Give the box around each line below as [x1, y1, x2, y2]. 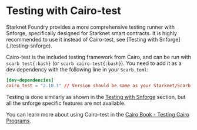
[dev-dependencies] [6, 77, 54, 83]
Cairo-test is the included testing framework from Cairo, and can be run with [6, 53, 191, 60]
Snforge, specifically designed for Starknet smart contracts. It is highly [6, 29, 178, 36]
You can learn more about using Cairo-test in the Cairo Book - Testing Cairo [6, 111, 190, 118]
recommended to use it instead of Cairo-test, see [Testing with [6, 36, 158, 43]
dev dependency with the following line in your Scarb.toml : [6, 66, 149, 73]
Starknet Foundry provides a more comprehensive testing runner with [6, 23, 175, 30]
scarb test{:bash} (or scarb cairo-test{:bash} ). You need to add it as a [6, 60, 182, 67]
